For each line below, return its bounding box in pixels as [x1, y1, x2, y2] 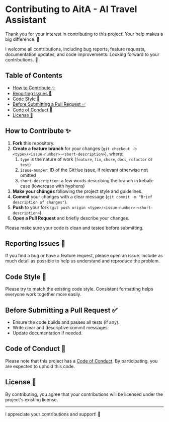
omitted [20, 172, 36, 178]
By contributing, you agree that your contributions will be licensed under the [5, 391, 163, 397]
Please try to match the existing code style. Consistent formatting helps [5, 286, 153, 292]
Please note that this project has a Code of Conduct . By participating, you [5, 358, 158, 364]
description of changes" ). [12, 199, 68, 205]
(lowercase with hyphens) [31, 183, 85, 189]
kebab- [139, 177, 154, 183]
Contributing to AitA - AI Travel [5, 4, 137, 15]
